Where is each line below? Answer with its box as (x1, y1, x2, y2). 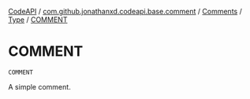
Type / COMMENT (8, 15, 68, 24)
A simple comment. (8, 82, 71, 91)
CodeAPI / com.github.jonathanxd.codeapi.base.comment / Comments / (8, 7, 242, 16)
